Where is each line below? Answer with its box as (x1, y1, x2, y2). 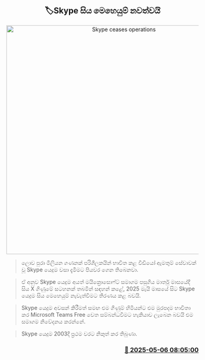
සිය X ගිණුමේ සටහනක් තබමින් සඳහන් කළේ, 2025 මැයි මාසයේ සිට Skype (21, 285, 195, 292)
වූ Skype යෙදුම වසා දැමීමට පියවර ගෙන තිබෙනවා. (21, 265, 138, 273)
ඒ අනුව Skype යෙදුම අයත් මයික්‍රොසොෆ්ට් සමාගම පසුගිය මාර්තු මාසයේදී (21, 278, 190, 286)
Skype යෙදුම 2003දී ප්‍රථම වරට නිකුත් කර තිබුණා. (21, 329, 137, 337)
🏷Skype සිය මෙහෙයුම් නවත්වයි (45, 5, 160, 16)
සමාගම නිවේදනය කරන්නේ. (21, 317, 86, 325)
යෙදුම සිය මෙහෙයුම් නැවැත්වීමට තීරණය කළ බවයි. (21, 292, 142, 299)
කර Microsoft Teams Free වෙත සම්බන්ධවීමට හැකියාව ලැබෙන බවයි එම (21, 311, 193, 318)
